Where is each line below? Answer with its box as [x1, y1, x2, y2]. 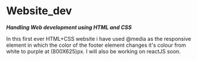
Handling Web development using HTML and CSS [6, 24, 132, 31]
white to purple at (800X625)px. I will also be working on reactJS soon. [6, 47, 181, 54]
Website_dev [6, 4, 72, 18]
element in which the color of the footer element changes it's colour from [6, 41, 186, 49]
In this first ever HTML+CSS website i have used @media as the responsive [6, 35, 192, 42]
